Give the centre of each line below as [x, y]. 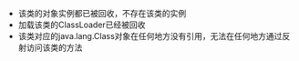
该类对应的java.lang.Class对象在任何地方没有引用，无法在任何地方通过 [150, 36]
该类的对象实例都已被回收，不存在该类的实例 [102, 13]
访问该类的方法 [54, 47]
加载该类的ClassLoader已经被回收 [82, 25]
